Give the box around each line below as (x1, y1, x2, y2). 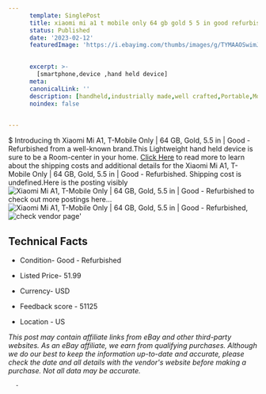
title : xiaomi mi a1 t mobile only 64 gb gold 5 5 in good (28, 19, 228, 27)
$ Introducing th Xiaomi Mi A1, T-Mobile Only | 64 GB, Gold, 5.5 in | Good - (8, 136, 251, 145)
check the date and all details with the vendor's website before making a (8, 358, 247, 367)
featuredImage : (28, 41, 80, 49)
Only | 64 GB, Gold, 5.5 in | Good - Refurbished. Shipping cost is (32, 170, 241, 179)
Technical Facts (8, 235, 89, 248)
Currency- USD (19, 286, 70, 296)
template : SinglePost (28, 11, 101, 20)
